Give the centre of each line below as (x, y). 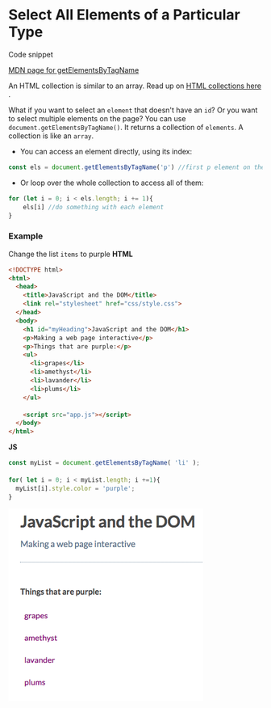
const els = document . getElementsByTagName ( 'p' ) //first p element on (129, 167)
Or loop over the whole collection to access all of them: (112, 183)
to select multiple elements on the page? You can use (97, 118)
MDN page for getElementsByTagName (74, 70)
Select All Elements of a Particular (124, 15)
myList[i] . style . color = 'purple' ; (75, 488)
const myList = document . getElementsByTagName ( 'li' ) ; (104, 463)
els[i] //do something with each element (93, 207)
